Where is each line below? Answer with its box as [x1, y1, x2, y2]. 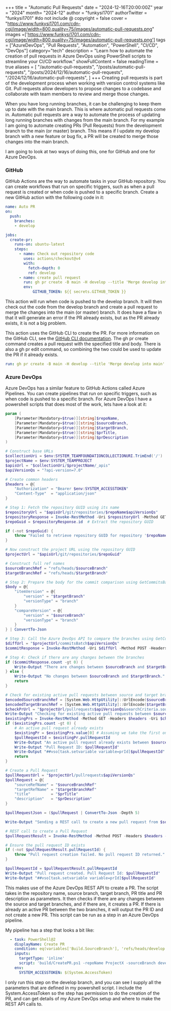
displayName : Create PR [14, 942, 65, 947]
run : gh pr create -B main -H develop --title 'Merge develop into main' [5, 362, 165, 367]
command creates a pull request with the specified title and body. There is [5, 341, 161, 347]
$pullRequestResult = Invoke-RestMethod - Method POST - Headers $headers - [5, 833, 167, 838]
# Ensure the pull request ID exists [5, 842, 85, 848]
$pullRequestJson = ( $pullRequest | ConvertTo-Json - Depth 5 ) [5, 810, 140, 815]
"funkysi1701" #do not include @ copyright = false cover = [5, 15, 128, 21]
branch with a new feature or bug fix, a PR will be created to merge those [5, 133, 159, 139]
